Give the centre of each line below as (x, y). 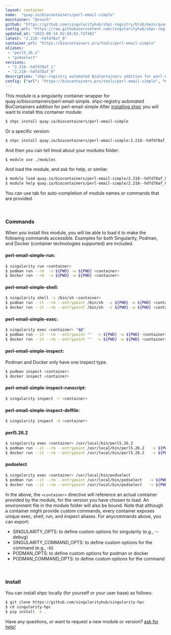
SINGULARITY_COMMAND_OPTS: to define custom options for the (82, 542)
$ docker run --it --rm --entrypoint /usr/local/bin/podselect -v (79, 485)
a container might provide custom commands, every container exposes (80, 510)
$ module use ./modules (31, 160)
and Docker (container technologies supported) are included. (69, 243)
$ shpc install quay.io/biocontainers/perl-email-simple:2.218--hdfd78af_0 (87, 140)
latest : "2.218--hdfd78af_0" (36, 39)
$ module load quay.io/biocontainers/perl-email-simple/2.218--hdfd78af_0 (86, 179)
